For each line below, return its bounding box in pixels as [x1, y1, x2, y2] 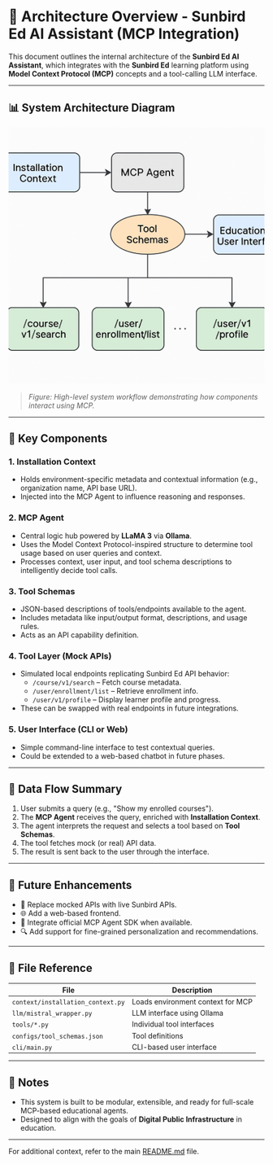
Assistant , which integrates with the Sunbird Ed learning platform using [8, 60, 249, 70]
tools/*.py [11, 1021, 49, 1029]
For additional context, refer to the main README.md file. [8, 1147, 199, 1157]
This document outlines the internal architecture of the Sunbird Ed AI [8, 51, 240, 61]
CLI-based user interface [131, 1042, 217, 1052]
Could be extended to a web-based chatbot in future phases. [19, 750, 225, 760]
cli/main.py [11, 1044, 53, 1052]
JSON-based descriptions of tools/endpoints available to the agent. [19, 604, 246, 614]
